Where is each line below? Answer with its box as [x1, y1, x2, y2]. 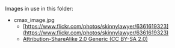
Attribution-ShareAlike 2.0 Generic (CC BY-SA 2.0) [22, 36, 148, 42]
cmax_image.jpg [13, 17, 55, 23]
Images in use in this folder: [5, 5, 74, 12]
